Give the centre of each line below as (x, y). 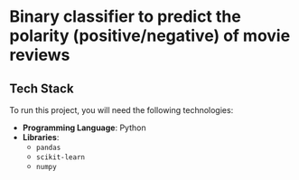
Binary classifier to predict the (125, 17)
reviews (40, 55)
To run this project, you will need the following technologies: (121, 110)
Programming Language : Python (84, 128)
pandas (48, 147)
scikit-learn (61, 157)
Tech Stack (42, 88)
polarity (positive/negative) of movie (150, 36)
